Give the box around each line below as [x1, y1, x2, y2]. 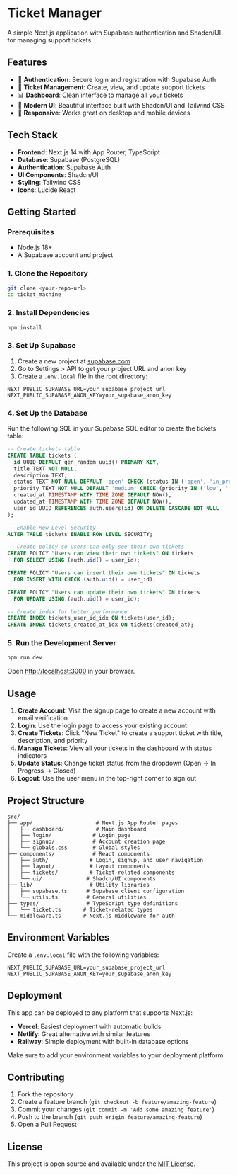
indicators [17, 751, 47, 760]
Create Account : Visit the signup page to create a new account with [17, 706, 217, 715]
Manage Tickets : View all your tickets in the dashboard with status [17, 744, 212, 752]
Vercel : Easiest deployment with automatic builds [17, 1022, 162, 1031]
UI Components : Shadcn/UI [17, 170, 99, 178]
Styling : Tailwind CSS [17, 178, 81, 186]
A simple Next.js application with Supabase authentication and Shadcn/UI [7, 28, 221, 37]
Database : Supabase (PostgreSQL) [17, 155, 121, 164]
